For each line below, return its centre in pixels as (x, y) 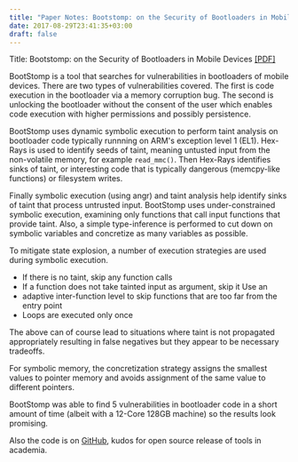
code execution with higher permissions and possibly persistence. (130, 114)
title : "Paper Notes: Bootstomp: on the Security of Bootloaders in (138, 17)
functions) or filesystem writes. (66, 179)
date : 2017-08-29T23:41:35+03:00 (71, 26)
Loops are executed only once (77, 315)
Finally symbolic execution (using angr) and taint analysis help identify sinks (148, 195)
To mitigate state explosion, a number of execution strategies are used (138, 251)
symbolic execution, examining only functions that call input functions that (145, 215)
